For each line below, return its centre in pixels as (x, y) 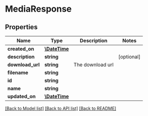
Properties (21, 27)
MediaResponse (38, 9)
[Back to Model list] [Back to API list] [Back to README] (61, 108)
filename (18, 73)
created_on (21, 49)
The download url (94, 65)
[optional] (129, 57)
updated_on (22, 96)
